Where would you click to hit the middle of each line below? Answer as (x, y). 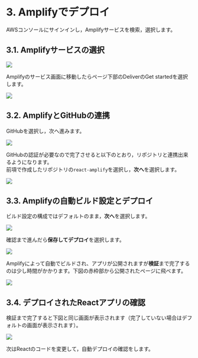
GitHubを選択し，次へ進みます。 (46, 131)
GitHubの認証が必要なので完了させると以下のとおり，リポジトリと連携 (92, 154)
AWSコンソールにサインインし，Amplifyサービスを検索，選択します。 (91, 30)
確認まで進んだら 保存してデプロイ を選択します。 (66, 240)
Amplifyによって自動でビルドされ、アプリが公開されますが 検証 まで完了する (98, 263)
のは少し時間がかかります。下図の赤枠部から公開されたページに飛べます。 (96, 271)
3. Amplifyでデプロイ (58, 12)
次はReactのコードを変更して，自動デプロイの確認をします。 (80, 349)
